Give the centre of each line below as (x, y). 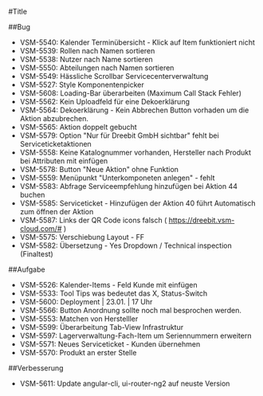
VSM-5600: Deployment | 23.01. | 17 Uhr (86, 302)
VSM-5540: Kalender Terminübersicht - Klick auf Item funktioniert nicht (137, 42)
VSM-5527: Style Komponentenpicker (82, 84)
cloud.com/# (41, 229)
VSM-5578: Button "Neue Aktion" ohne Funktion (99, 169)
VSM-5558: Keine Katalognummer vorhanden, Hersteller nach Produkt (135, 152)
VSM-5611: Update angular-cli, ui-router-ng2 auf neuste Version (125, 383)
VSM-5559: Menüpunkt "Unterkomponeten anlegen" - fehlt (117, 178)
